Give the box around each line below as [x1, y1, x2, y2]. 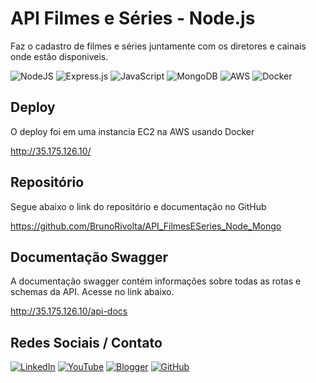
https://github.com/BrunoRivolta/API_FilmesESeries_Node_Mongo [10, 220, 282, 232]
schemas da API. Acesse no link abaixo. [10, 286, 175, 298]
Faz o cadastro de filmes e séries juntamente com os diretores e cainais [10, 40, 307, 52]
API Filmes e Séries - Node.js [10, 7, 256, 30]
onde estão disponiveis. [10, 50, 109, 62]
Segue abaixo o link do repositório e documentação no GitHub [10, 200, 267, 212]
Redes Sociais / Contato [10, 334, 163, 351]
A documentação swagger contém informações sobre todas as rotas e [10, 275, 302, 287]
